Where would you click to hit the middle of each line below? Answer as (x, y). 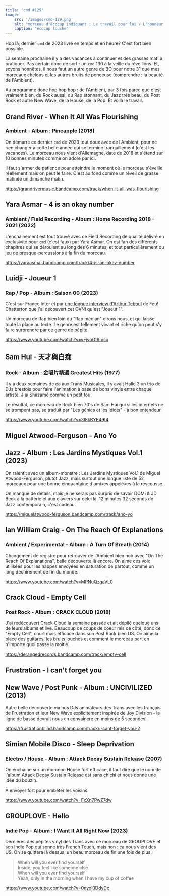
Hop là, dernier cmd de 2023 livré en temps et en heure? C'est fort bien (78, 43)
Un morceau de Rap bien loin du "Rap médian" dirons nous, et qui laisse (80, 319)
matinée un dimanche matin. (35, 178)
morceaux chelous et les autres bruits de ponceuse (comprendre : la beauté (84, 75)
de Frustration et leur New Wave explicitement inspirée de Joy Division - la (83, 713)
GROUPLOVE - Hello (37, 816)
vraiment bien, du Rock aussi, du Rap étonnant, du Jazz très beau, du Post (83, 95)
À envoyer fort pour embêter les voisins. (47, 790)
